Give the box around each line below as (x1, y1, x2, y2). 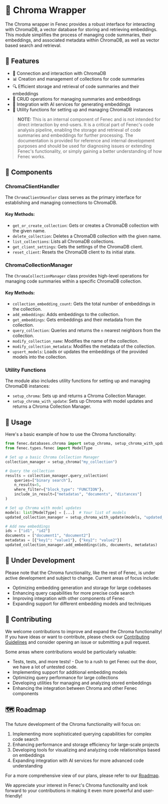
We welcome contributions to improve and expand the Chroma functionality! (5, 628, 162, 634)
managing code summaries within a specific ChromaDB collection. (5, 278, 142, 284)
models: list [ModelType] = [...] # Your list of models (5, 510, 126, 515)
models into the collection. (12, 354, 67, 360)
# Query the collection (5, 468, 55, 473)
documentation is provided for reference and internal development (17, 137, 155, 143)
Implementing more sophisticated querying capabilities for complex (12, 731, 151, 737)
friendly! (5, 793, 22, 799)
